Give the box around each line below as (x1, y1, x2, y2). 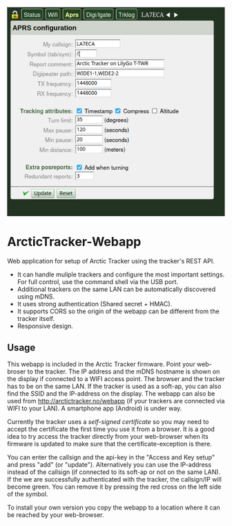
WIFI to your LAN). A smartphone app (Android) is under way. (7, 404, 182, 412)
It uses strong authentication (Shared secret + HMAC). (17, 299, 173, 308)
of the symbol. (7, 490, 48, 498)
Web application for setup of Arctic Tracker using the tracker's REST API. (7, 256, 215, 265)
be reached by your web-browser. (7, 511, 104, 519)
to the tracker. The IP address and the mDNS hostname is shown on (27, 367, 220, 376)
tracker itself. (17, 314, 55, 322)
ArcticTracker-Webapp (7, 234, 142, 249)
